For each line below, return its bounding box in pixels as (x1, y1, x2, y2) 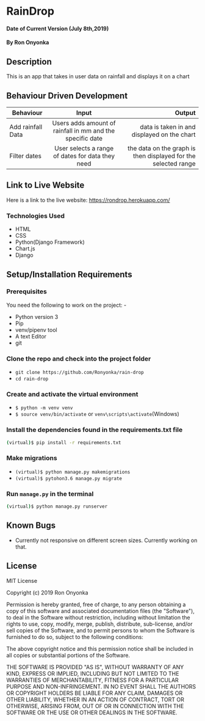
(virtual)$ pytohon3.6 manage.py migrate (15, 475, 122, 481)
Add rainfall (9, 123, 43, 131)
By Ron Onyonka (6, 38, 49, 46)
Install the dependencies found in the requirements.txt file (6, 426, 183, 434)
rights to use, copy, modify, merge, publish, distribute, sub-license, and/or (6, 620, 193, 628)
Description (6, 56, 52, 67)
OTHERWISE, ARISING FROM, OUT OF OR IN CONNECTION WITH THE (6, 702, 184, 709)
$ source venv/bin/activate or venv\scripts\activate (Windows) (15, 411, 180, 418)
